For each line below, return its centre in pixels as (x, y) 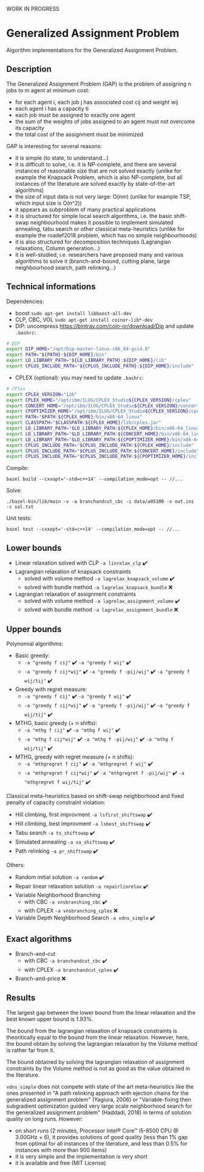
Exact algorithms (39, 939)
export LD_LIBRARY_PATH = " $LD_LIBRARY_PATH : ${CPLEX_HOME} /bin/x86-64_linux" (104, 428)
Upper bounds (34, 629)
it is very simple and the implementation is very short (81, 1156)
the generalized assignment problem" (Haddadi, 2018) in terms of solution (99, 1112)
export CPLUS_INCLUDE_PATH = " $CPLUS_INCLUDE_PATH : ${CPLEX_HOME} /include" (100, 445)
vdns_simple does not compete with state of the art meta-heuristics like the (100, 1086)
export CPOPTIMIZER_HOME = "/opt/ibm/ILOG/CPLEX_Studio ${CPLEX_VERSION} (97, 411)
